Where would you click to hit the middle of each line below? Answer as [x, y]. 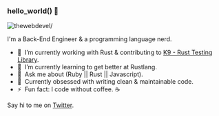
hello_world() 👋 [33, 11]
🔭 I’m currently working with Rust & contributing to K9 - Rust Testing [115, 53]
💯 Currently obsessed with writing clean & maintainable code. [105, 82]
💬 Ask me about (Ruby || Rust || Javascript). [80, 74]
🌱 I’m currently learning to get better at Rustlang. [87, 67]
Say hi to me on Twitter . [41, 105]
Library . [28, 60]
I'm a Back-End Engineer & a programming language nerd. [90, 39]
